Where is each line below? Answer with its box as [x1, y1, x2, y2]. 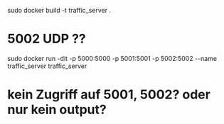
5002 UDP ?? [7, 31, 87, 47]
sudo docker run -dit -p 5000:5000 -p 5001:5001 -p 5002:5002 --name [7, 54, 218, 62]
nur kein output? [7, 102, 107, 118]
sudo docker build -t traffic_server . [7, 6, 112, 14]
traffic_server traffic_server [7, 62, 87, 70]
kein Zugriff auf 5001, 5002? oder [7, 86, 211, 103]
